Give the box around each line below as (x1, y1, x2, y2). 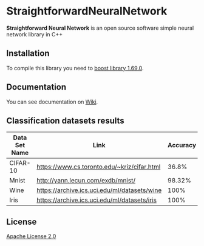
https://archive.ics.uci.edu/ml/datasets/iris (36, 196, 157, 204)
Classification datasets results (6, 115, 124, 125)
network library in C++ (6, 30, 63, 38)
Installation (6, 48, 50, 59)
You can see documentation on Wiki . (6, 98, 98, 105)
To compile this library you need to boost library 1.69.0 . (6, 64, 144, 71)
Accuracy (168, 141, 196, 150)
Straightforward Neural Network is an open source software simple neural (6, 24, 194, 32)
